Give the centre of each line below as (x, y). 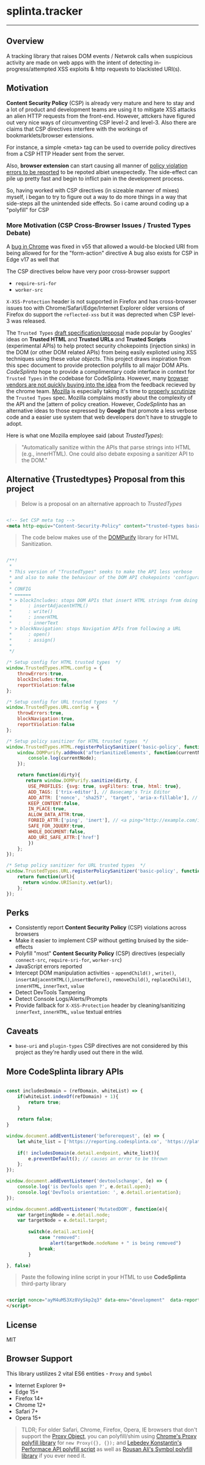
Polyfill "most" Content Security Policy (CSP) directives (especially (100, 953)
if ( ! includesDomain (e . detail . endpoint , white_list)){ (88, 1153)
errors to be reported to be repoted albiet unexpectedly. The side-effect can (102, 172)
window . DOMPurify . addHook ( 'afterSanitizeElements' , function (96, 752)
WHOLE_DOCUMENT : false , (57, 832)
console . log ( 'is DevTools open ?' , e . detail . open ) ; (84, 1187)
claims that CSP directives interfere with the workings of (77, 129)
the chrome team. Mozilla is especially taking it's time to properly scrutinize (101, 391)
